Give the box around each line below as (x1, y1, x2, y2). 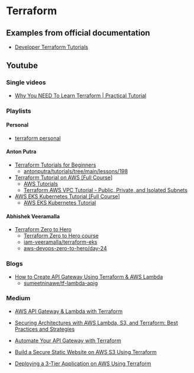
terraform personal (14, 135, 61, 142)
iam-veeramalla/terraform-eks (23, 238, 98, 246)
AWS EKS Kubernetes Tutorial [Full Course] (14, 193, 120, 200)
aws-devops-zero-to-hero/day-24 (23, 245, 108, 252)
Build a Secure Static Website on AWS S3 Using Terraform (14, 348, 157, 355)
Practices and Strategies (14, 325, 75, 333)
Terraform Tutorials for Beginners (14, 161, 96, 168)
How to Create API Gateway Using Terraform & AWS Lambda (14, 273, 163, 280)
